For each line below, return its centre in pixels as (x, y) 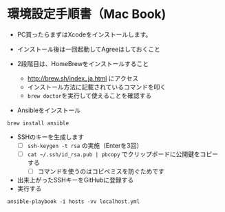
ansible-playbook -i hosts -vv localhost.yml (73, 202)
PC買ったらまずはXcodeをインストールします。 (84, 34)
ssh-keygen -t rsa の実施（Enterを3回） (85, 145)
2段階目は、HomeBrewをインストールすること (83, 63)
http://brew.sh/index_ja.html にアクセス (83, 78)
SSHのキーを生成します (51, 137)
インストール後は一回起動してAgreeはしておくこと (88, 49)
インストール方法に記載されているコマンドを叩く (97, 87)
